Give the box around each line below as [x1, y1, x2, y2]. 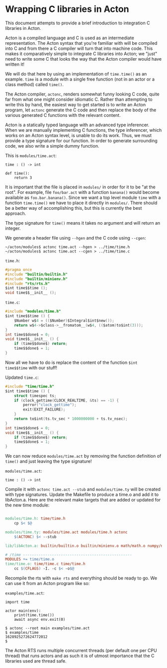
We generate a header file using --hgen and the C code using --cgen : [5, 235, 146, 241]
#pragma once [5, 267, 32, 272]
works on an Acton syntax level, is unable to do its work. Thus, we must [5, 132, 152, 138]
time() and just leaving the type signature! [5, 458, 92, 464]
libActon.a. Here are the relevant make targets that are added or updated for [5, 497, 161, 503]
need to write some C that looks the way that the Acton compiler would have [5, 56, 162, 62]
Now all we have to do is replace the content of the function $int [5, 359, 138, 365]
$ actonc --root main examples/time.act [5, 626, 90, 631]
